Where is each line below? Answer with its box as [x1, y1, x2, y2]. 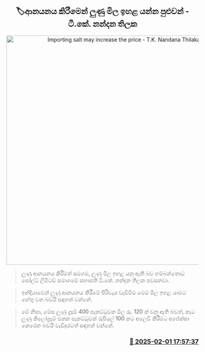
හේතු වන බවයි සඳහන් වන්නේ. [21, 295, 93, 302]
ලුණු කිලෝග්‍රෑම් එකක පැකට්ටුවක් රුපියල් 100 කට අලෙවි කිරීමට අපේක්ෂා [21, 315, 190, 322]
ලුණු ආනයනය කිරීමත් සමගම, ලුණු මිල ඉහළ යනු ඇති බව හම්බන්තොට [21, 269, 185, 277]
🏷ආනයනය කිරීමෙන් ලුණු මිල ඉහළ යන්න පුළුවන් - [15, 6, 190, 16]
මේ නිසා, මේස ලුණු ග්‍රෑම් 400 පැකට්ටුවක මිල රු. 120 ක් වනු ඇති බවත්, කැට [21, 307, 195, 315]
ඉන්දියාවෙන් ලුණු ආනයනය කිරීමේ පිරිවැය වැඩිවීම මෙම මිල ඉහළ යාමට [21, 288, 186, 296]
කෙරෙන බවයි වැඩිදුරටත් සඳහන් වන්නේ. [21, 321, 115, 329]
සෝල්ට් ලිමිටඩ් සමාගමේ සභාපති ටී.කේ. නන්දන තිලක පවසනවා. [21, 276, 170, 284]
